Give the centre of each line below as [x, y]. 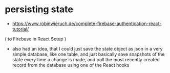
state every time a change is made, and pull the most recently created [86, 59]
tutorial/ [20, 29]
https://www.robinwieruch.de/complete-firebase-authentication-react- [87, 23]
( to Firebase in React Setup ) [36, 39]
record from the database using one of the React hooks [71, 65]
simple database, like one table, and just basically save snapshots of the [88, 54]
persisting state [39, 9]
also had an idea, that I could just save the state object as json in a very [87, 48]
